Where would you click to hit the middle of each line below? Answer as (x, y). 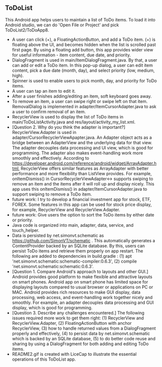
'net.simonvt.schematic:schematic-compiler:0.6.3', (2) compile (74, 261)
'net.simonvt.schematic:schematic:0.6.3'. (53, 266)
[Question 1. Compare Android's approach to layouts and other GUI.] (80, 271)
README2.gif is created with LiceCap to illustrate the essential (74, 354)
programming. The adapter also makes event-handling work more (78, 153)
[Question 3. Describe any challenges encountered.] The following (78, 313)
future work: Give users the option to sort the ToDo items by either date (83, 215)
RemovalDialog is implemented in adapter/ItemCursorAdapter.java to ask (84, 106)
